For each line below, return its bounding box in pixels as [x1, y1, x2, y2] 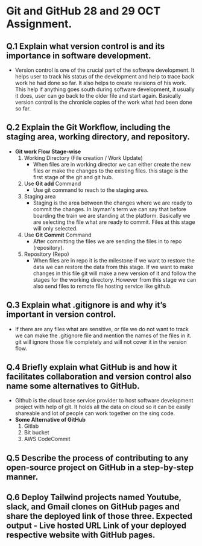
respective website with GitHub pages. [6, 530, 156, 541]
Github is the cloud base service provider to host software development [14, 397, 194, 404]
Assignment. [6, 17, 72, 31]
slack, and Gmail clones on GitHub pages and [6, 502, 180, 512]
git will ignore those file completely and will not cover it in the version [14, 338, 187, 345]
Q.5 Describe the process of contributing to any [6, 452, 189, 463]
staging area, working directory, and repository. [6, 132, 190, 142]
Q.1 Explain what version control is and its [6, 41, 165, 51]
